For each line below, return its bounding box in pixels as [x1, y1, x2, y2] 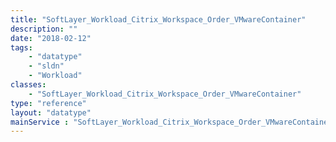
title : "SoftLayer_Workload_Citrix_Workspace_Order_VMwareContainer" [10, 14, 307, 25]
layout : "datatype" [10, 107, 92, 118]
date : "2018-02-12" [10, 33, 92, 43]
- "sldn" [28, 61, 65, 71]
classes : [10, 80, 47, 90]
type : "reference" [10, 98, 87, 108]
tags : [10, 42, 33, 53]
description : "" [10, 24, 78, 34]
